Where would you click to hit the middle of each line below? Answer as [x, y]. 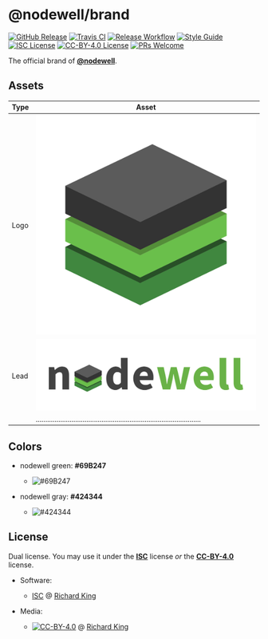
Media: [31, 611]
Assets [26, 86]
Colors [25, 446]
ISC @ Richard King [64, 595]
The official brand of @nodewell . [63, 61]
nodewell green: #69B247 [63, 465]
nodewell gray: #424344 [61, 496]
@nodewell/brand [69, 15]
